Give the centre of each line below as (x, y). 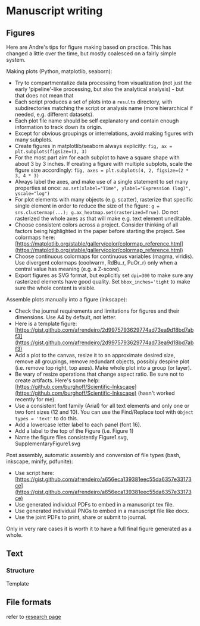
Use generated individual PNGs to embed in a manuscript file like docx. (102, 511)
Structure (20, 571)
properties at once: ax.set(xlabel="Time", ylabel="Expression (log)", (103, 188)
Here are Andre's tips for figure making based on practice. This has (89, 47)
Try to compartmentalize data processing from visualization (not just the (103, 83)
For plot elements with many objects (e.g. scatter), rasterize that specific (104, 199)
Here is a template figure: (46, 323)
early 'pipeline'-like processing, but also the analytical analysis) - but (99, 89)
